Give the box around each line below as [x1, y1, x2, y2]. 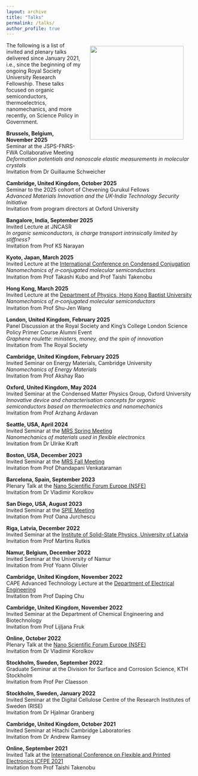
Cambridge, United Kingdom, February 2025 [6, 353, 120, 360]
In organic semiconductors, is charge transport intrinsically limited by [6, 230, 178, 237]
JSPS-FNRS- [43, 143, 76, 150]
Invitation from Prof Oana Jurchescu [6, 513, 96, 520]
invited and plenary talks [6, 49, 67, 56]
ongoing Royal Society [6, 67, 62, 75]
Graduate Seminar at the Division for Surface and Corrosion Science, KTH [6, 666, 188, 673]
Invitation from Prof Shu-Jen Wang [6, 304, 92, 312]
